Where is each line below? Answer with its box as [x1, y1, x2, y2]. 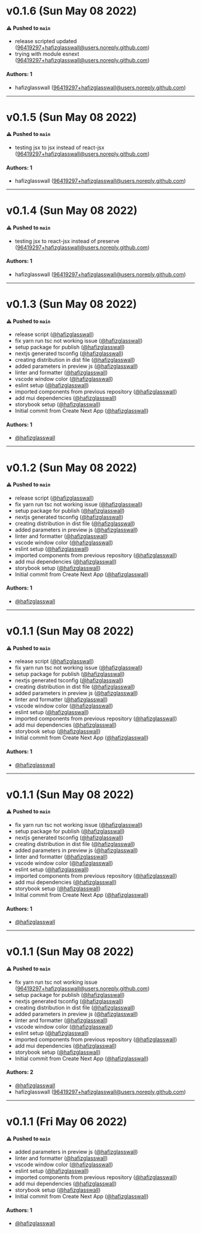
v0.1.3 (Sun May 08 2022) [6, 297, 137, 311]
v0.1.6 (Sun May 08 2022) [6, 4, 137, 18]
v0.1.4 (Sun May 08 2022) [6, 204, 138, 217]
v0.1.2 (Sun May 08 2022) [6, 461, 138, 475]
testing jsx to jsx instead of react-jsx [14, 144, 105, 151]
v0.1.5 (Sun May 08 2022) [6, 110, 137, 124]
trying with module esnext [14, 50, 80, 58]
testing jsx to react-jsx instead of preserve [14, 237, 120, 244]
